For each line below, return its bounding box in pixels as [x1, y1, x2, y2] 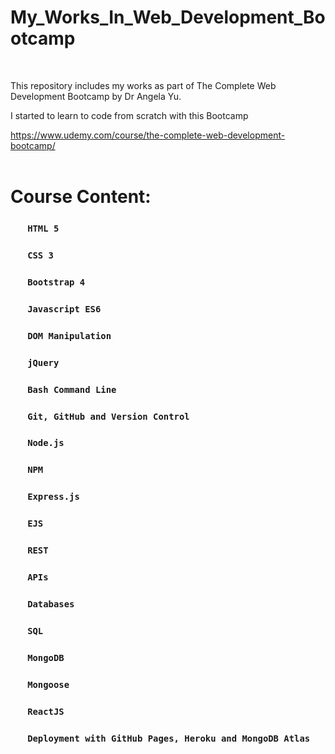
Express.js [27, 491, 80, 503]
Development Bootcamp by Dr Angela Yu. [10, 90, 182, 102]
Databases [27, 598, 75, 610]
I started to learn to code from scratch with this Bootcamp [10, 109, 249, 121]
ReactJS [27, 706, 65, 717]
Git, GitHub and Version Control [27, 411, 190, 422]
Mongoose [27, 679, 70, 690]
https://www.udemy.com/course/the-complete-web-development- [10, 129, 286, 141]
